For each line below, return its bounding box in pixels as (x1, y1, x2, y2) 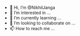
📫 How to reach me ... (9, 26, 55, 31)
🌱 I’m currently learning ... (9, 15, 62, 20)
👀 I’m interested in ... (9, 10, 51, 16)
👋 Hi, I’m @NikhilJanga (9, 5, 55, 10)
